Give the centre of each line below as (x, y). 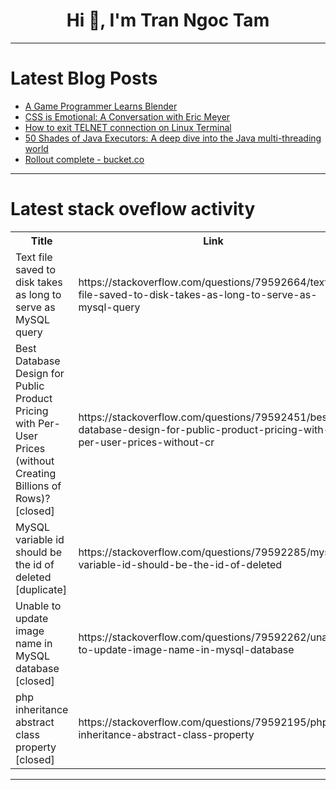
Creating (36, 473)
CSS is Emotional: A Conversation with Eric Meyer (127, 116)
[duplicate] (41, 589)
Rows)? (33, 498)
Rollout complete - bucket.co (84, 159)
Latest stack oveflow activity (133, 209)
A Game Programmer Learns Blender (101, 106)
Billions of (38, 486)
